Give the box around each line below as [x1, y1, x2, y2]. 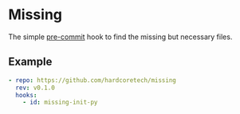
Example [8, 55, 53, 69]
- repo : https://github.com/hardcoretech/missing [8, 76, 177, 85]
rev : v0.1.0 [15, 84, 56, 92]
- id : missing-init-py [22, 98, 98, 107]
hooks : [15, 91, 37, 99]
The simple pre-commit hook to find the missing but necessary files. [8, 32, 233, 41]
